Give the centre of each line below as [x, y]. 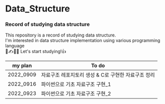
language [15, 46]
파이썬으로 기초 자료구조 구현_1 [76, 84]
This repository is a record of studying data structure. [61, 35]
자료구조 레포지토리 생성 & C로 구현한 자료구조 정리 [98, 75]
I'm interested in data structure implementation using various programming [83, 40]
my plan [22, 65]
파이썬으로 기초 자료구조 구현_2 [76, 94]
